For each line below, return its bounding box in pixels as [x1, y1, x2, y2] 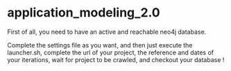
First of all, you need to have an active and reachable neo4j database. [7, 28, 207, 36]
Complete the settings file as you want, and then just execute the [7, 41, 193, 49]
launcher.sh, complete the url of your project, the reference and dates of [7, 48, 214, 57]
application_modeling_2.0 [7, 5, 161, 21]
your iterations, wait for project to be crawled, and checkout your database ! [7, 55, 225, 63]
